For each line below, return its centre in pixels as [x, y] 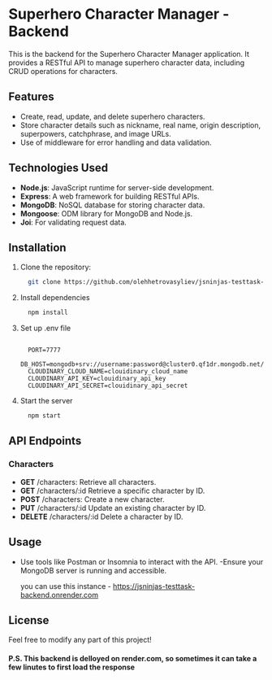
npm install [48, 313]
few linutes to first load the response [72, 667]
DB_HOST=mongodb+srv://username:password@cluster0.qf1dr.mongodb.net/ [142, 364]
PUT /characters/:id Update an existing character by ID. [113, 508]
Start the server [46, 401]
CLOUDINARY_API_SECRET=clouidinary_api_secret [108, 386]
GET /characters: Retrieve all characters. [88, 482]
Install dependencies [55, 298]
